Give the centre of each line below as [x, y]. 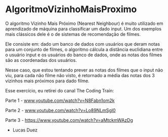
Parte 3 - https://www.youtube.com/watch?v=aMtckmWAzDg [69, 120]
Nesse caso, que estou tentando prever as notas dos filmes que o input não [84, 70]
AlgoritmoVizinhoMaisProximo [71, 9]
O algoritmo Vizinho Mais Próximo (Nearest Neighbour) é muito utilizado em [84, 23]
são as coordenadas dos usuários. [41, 60]
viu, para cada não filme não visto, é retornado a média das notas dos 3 [80, 75]
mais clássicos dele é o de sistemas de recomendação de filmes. [73, 34]
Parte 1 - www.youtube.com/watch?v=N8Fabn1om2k [60, 100]
